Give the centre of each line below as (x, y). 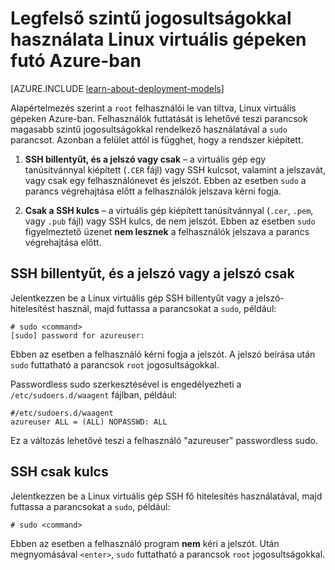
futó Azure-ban (76, 61)
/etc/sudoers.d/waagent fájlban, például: (94, 394)
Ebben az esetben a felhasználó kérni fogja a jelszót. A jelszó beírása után (163, 354)
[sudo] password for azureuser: (77, 335)
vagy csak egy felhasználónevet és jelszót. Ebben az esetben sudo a (165, 180)
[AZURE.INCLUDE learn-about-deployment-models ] (117, 88)
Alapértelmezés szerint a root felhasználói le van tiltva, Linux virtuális (153, 108)
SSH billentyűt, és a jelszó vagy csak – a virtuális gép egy (145, 159)
